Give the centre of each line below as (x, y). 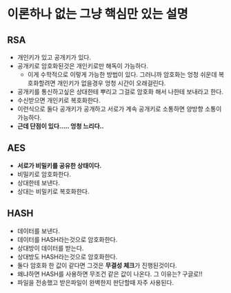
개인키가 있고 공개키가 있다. (54, 57)
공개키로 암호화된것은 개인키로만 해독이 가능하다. (82, 66)
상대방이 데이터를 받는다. (50, 248)
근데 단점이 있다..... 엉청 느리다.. (60, 126)
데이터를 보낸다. (38, 230)
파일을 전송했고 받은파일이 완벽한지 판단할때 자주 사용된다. (96, 282)
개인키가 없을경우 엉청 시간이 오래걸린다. (111, 83)
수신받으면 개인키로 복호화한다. (59, 100)
